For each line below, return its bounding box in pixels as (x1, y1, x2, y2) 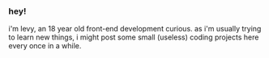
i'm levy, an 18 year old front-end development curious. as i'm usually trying (8, 24, 262, 34)
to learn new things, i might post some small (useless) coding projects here (8, 32, 259, 42)
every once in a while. (8, 41, 82, 51)
